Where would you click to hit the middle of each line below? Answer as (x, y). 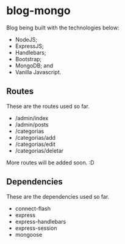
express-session (36, 228)
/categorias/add (35, 137)
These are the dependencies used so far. (58, 196)
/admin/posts (32, 124)
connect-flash (33, 208)
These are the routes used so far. (48, 106)
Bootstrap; (28, 59)
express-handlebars (41, 221)
